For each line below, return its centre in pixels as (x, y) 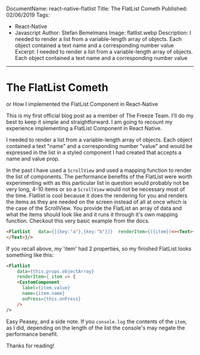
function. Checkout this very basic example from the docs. (78, 221)
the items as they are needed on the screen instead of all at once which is (97, 202)
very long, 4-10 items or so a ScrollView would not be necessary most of (96, 189)
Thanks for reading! (30, 345)
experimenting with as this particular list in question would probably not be (98, 183)
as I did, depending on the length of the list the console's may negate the (96, 328)
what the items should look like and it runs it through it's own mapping (92, 214)
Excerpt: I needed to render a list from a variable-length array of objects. (104, 52)
